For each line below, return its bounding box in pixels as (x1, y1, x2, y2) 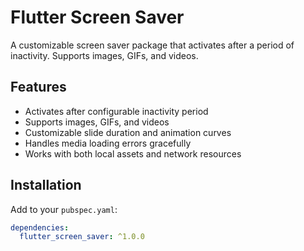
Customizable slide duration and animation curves (24, 126, 232, 138)
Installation (10, 177, 82, 194)
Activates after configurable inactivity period (24, 105, 209, 117)
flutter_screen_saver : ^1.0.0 (19, 232, 145, 242)
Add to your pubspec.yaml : (10, 203, 118, 215)
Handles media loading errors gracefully (24, 137, 192, 149)
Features (10, 79, 67, 96)
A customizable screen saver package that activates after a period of (10, 39, 295, 51)
